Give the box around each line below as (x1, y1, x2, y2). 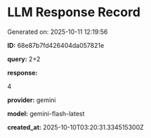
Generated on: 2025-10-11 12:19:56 (7, 27, 108, 36)
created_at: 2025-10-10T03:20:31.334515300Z (7, 123, 144, 131)
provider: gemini (7, 96, 56, 104)
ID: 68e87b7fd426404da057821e (7, 41, 105, 49)
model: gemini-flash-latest (7, 109, 85, 118)
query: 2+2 (7, 54, 41, 63)
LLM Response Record (7, 4, 140, 20)
